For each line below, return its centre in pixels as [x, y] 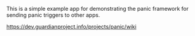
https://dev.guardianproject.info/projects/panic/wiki [71, 27]
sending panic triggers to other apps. [53, 15]
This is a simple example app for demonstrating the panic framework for [97, 9]
